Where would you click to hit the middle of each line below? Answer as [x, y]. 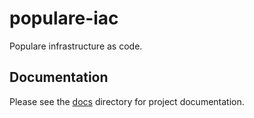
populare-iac [64, 18]
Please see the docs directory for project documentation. [127, 101]
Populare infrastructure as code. [76, 46]
